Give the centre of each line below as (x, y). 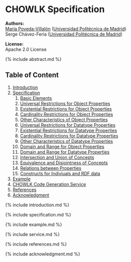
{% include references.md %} (36, 244)
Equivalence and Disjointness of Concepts (64, 163)
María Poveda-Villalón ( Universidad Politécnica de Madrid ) (66, 28)
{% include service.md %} (32, 234)
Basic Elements (36, 98)
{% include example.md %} (34, 224)
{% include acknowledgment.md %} (43, 254)
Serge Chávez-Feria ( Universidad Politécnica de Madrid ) (64, 34)
